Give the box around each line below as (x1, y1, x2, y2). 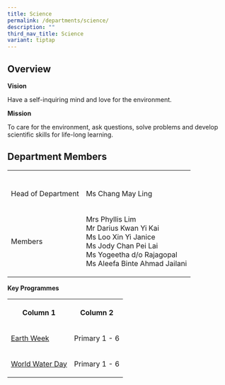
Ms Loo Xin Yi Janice (86, 231, 156, 241)
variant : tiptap (7, 37, 55, 44)
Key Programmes (7, 284, 59, 292)
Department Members (7, 151, 108, 163)
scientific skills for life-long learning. (7, 130, 113, 139)
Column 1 (22, 307, 56, 317)
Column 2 (80, 307, 114, 317)
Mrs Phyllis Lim (86, 214, 137, 224)
